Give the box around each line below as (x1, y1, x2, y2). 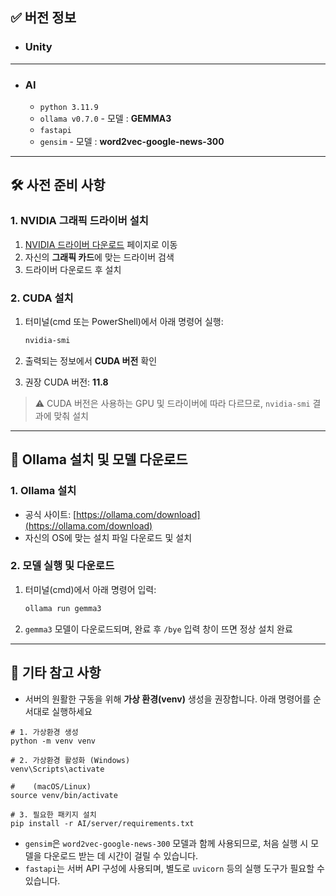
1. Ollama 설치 (10, 484, 77, 498)
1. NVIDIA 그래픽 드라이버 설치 (10, 214, 149, 228)
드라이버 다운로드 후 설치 (24, 263, 122, 275)
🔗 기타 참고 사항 (10, 664, 102, 682)
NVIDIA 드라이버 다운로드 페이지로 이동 (24, 238, 178, 250)
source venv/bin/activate (10, 790, 118, 800)
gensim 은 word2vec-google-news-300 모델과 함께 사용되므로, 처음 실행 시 (24, 837, 309, 849)
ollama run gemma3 (24, 603, 102, 613)
